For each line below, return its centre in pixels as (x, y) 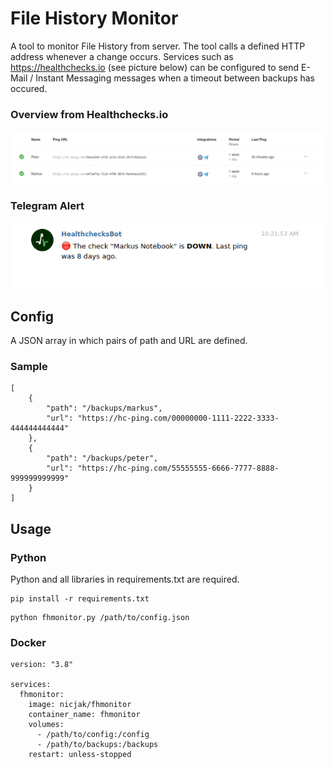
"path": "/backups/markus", (104, 408)
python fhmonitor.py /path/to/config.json (100, 618)
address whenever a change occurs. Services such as (122, 56)
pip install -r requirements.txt (80, 599)
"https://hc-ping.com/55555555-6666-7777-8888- (178, 468)
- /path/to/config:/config (93, 735)
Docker (28, 642)
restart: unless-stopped (80, 755)
